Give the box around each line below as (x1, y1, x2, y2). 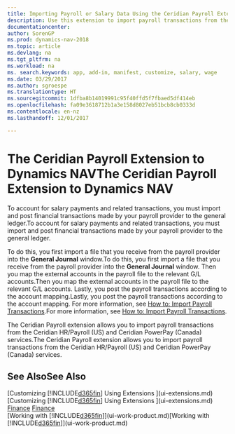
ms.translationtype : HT (7, 88, 77, 95)
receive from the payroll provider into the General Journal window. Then (7, 262, 217, 271)
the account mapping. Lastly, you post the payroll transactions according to (7, 292, 223, 300)
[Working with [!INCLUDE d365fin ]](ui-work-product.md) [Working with (7, 412, 210, 420)
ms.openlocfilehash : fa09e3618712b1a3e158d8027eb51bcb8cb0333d (7, 102, 196, 109)
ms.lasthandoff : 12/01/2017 (7, 114, 90, 121)
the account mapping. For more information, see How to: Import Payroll (7, 299, 213, 308)
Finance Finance (7, 404, 55, 412)
